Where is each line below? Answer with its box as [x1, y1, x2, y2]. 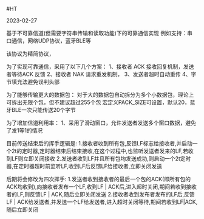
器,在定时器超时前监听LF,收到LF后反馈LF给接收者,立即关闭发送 [6, 162, 163, 170]
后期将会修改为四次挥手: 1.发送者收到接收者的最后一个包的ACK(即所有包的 [6, 176, 191, 182]
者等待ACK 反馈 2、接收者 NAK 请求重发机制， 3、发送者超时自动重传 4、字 [6, 71, 197, 78]
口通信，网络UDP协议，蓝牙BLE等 [6, 37, 91, 44]
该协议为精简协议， [6, 50, 55, 57]
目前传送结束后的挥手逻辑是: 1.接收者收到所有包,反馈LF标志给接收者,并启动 [6, 140, 192, 147]
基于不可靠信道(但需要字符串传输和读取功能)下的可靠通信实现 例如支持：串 [6, 30, 193, 36]
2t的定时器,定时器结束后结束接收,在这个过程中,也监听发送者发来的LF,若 [11, 147, 188, 155]
